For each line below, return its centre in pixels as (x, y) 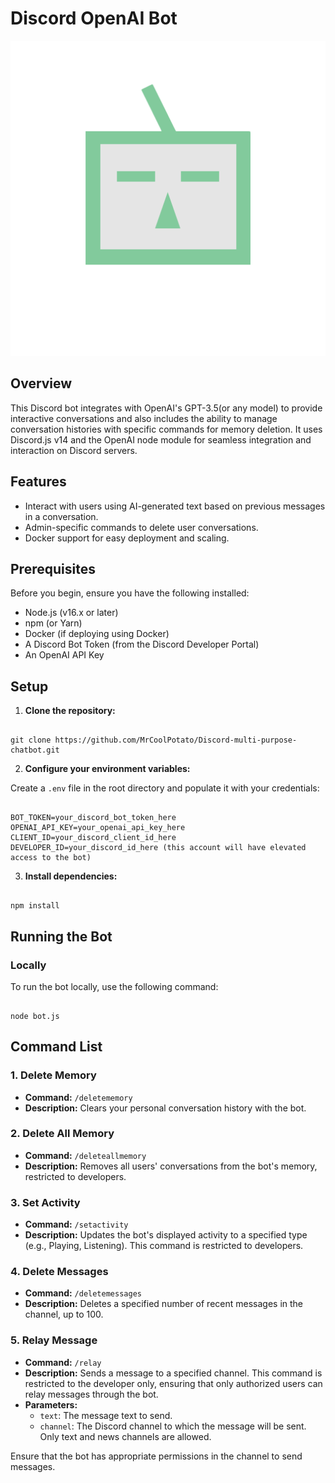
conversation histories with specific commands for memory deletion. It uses (166, 429)
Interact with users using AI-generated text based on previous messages (175, 506)
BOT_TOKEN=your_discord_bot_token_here (93, 818)
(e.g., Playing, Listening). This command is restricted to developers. (164, 1246)
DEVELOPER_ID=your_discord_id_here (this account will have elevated (158, 848)
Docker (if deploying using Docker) (97, 634)
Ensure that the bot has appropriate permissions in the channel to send (156, 1456)
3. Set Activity (45, 1202)
